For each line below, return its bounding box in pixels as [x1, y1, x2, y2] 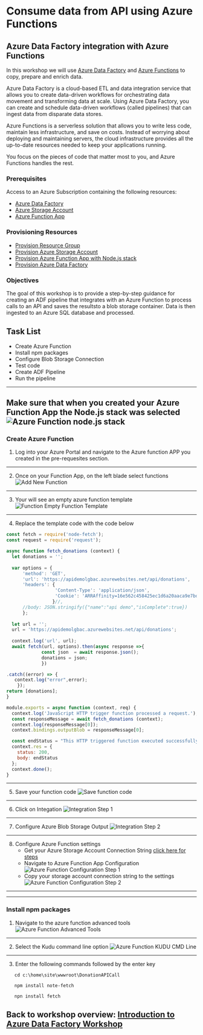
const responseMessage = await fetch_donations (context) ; [11, 716, 164, 722]
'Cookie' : [54, 593, 80, 599]
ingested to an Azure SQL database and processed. [6, 309, 135, 316]
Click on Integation [14, 805, 62, 813]
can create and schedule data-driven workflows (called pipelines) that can [6, 104, 192, 111]
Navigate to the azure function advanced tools [14, 919, 131, 926]
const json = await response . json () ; [41, 649, 139, 655]
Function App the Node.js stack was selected [6, 407, 180, 418]
